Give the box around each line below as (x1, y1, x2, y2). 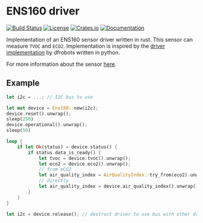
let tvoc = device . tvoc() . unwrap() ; (38, 155, 131, 161)
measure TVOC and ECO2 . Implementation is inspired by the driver (6, 42, 165, 50)
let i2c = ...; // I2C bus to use (6, 94, 94, 100)
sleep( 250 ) (6, 116, 34, 122)
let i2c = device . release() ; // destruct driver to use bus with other (6, 211, 190, 217)
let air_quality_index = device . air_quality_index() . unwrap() (38, 183, 199, 189)
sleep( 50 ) (6, 128, 31, 134)
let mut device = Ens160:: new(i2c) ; (6, 105, 98, 111)
